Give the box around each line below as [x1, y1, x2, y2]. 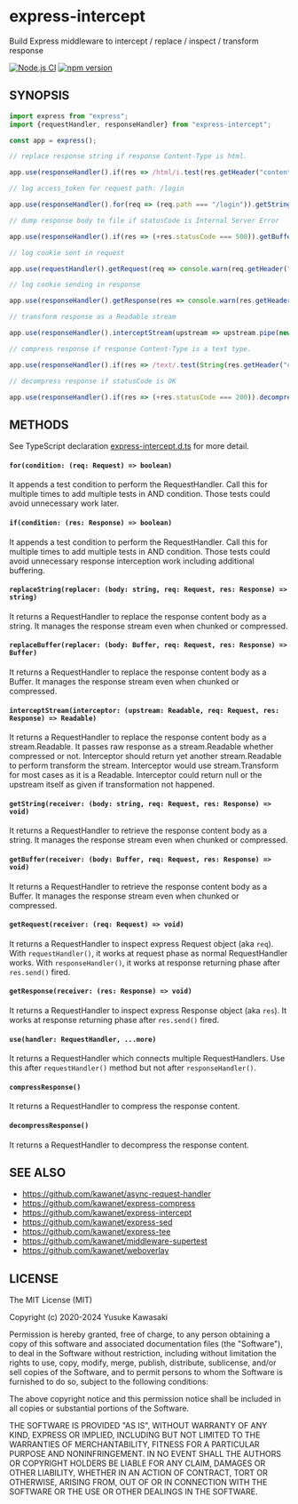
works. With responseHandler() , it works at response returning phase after [9, 957, 281, 968]
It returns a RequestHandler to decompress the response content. [9, 1140, 250, 1150]
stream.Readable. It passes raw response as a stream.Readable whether [9, 741, 274, 752]
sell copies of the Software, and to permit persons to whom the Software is [9, 1367, 284, 1378]
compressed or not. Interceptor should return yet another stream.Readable [9, 751, 282, 762]
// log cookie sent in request [9, 248, 125, 257]
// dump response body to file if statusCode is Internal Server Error [9, 216, 279, 225]
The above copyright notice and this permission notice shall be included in [9, 1394, 281, 1404]
